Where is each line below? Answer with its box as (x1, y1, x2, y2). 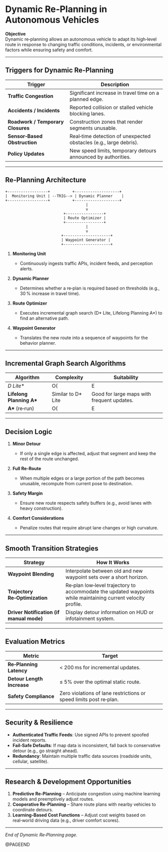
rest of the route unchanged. (19, 456, 79, 462)
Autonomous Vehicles (5, 14, 99, 26)
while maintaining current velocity (65, 595, 145, 601)
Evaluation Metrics (5, 637, 65, 646)
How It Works (96, 559, 129, 565)
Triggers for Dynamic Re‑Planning (5, 66, 114, 75)
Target (101, 652, 118, 659)
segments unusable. (69, 124, 117, 131)
